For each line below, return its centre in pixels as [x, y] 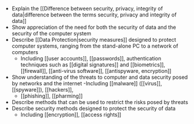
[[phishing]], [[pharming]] [52, 96]
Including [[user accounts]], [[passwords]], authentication [91, 58]
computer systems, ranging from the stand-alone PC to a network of [95, 46]
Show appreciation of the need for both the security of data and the [94, 27]
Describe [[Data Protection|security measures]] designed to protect [94, 40]
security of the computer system [51, 33]
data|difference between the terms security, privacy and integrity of [94, 15]
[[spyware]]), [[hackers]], [42, 90]
